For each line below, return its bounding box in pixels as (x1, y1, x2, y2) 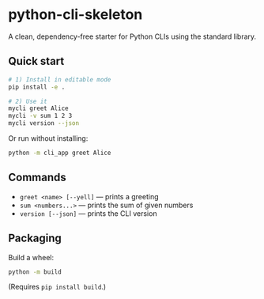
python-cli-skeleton (8, 6, 143, 24)
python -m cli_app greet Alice (8, 149, 111, 157)
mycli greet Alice (8, 104, 69, 112)
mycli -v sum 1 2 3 (8, 112, 73, 120)
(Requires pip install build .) (8, 282, 107, 292)
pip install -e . (8, 83, 66, 91)
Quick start (8, 55, 65, 68)
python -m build (8, 267, 62, 276)
